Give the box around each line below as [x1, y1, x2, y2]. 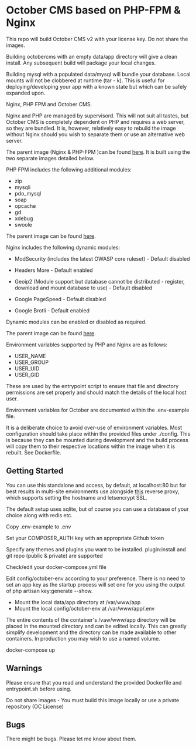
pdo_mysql [14, 190, 42, 197]
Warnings [6, 663, 43, 673]
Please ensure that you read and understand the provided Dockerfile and [6, 679, 182, 686]
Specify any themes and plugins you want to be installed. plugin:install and [6, 545, 186, 552]
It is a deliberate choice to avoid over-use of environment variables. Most [6, 424, 183, 431]
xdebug [14, 215, 33, 222]
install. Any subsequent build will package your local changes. [6, 59, 156, 66]
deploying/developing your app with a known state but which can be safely [6, 83, 187, 90]
